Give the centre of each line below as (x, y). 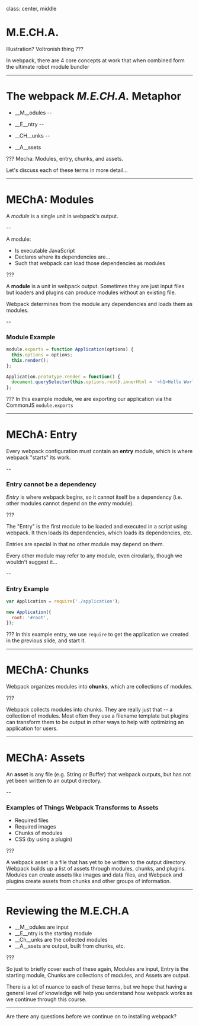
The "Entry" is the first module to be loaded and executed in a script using (97, 527)
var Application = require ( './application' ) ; (63, 601)
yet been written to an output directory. (54, 781)
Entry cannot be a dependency (51, 485)
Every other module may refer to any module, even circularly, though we (94, 556)
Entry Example (28, 589)
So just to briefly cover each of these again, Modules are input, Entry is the (97, 969)
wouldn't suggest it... (32, 562)
